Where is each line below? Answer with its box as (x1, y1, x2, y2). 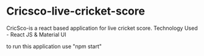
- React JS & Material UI (6, 30, 67, 38)
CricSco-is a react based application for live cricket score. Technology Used (6, 24, 198, 32)
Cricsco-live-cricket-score (6, 4, 145, 18)
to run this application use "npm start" (6, 43, 102, 50)
